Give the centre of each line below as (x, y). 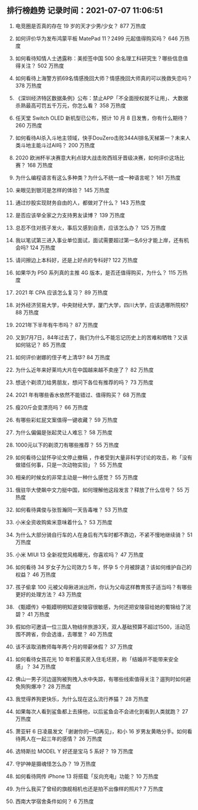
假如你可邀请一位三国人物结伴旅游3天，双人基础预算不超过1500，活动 (100, 627)
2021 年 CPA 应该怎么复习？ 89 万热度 (62, 292)
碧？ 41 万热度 (32, 614)
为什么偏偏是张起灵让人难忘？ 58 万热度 (64, 432)
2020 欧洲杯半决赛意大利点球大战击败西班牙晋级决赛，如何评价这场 (97, 157)
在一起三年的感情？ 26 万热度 (67, 739)
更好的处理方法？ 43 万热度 (48, 594)
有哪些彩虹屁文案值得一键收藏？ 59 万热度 (66, 419)
